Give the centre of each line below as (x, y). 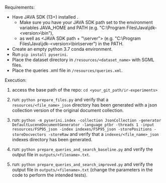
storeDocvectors (29, 135)
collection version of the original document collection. (68, 110)
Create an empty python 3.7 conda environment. (62, 49)
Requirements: (20, 7)
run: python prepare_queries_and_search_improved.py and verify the (82, 164)
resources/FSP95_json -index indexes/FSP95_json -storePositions (82, 129)
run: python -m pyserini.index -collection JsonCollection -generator (87, 120)
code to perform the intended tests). (50, 175)
